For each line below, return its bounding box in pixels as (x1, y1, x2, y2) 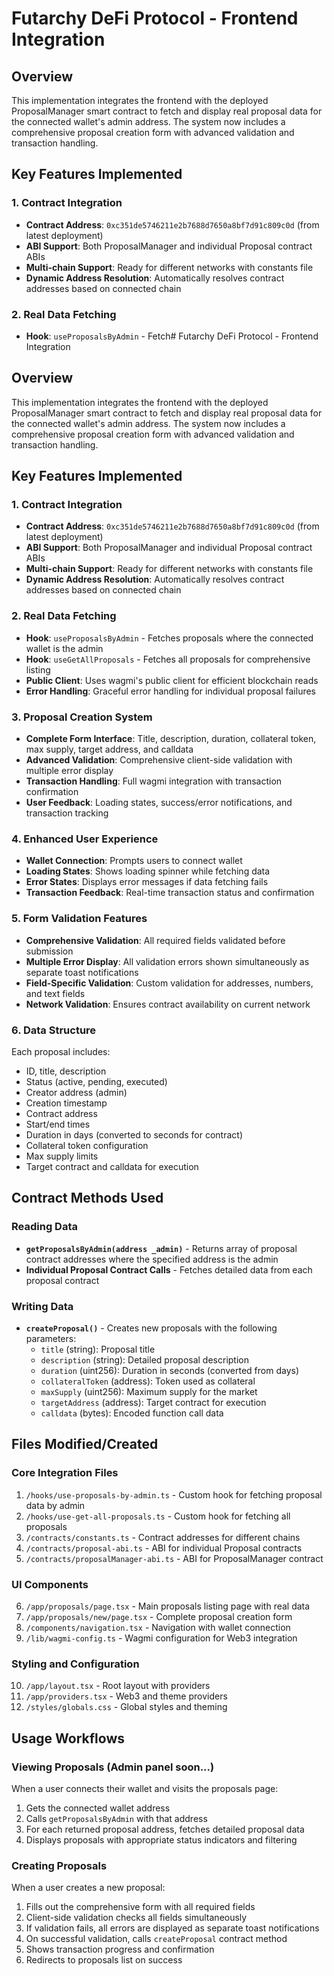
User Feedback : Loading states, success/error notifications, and (25, 797, 293, 809)
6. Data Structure (11, 1023, 97, 1037)
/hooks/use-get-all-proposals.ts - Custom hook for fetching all (25, 1510, 291, 1522)
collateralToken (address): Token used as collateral (40, 1375, 256, 1387)
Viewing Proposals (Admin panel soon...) (11, 1760, 215, 1774)
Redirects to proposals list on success (25, 1954, 183, 1966)
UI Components (11, 1577, 89, 1591)
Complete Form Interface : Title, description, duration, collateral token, (25, 733, 317, 745)
